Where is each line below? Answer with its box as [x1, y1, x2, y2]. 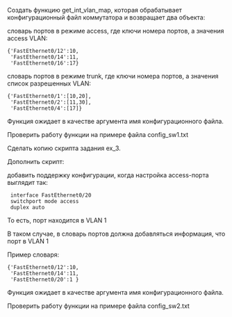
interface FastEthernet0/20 [10, 192, 92, 199]
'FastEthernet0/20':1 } [10, 276, 79, 283]
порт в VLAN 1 [7, 237, 49, 245]
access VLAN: [7, 34, 48, 42]
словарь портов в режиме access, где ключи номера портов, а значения [7, 27, 224, 35]
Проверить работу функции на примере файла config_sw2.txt [7, 302, 190, 310]
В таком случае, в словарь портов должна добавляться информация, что [7, 229, 226, 238]
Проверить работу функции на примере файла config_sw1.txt [7, 131, 189, 138]
